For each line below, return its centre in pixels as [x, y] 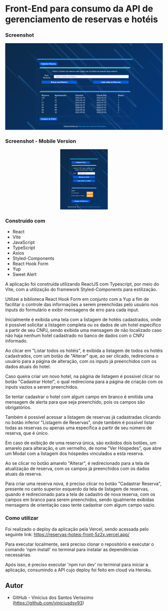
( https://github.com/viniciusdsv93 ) [48, 603]
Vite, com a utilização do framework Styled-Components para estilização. [81, 290]
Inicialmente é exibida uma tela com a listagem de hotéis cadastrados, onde [83, 320]
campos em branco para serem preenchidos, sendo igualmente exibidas [80, 500]
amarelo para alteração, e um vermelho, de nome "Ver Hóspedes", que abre [83, 448]
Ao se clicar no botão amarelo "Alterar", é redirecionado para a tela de [77, 463]
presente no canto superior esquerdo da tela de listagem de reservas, [77, 489]
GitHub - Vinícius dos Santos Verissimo [53, 597]
